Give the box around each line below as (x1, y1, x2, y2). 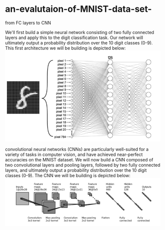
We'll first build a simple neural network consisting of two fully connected (5, 29, 154, 35)
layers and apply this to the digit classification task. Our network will (5, 35, 143, 40)
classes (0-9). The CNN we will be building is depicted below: (5, 172, 131, 178)
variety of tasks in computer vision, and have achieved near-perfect (5, 152, 143, 157)
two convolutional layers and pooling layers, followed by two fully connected (5, 162, 161, 168)
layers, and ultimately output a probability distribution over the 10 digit (5, 167, 147, 173)
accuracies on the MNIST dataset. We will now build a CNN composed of (5, 156, 154, 162)
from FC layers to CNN (5, 20, 51, 26)
